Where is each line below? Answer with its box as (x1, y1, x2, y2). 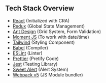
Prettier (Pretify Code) (12, 56, 59, 62)
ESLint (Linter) (12, 50, 43, 56)
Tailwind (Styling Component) (12, 39, 75, 45)
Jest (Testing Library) (12, 61, 58, 67)
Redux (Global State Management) (12, 23, 85, 29)
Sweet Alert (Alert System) (12, 66, 68, 72)
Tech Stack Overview (5, 4, 75, 13)
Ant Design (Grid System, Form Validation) (12, 28, 101, 35)
